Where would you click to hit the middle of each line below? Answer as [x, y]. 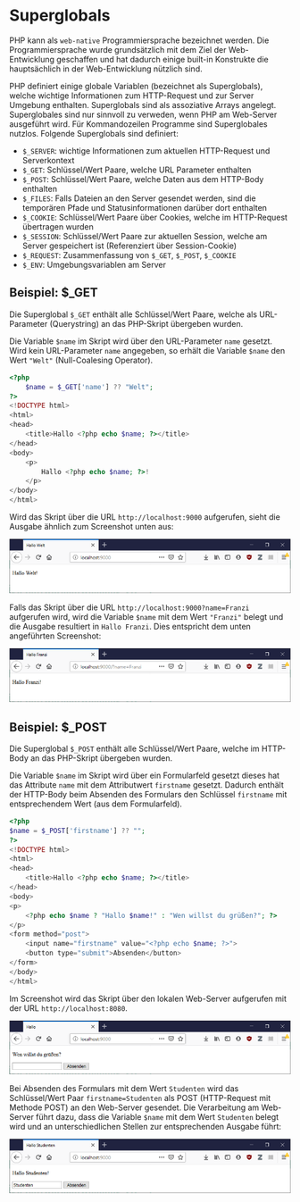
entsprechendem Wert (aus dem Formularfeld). [96, 804]
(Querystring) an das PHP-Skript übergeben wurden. [146, 323]
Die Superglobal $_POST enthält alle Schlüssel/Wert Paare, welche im [134, 748]
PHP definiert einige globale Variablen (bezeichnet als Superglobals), [136, 86]
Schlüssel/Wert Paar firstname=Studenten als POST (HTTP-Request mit [140, 1098]
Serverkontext [48, 160]
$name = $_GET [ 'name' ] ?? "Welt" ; [89, 387]
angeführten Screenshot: [55, 636]
